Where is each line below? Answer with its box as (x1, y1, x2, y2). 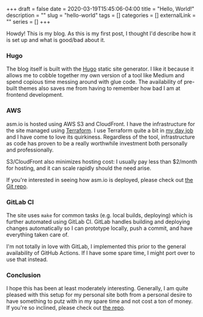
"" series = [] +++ (6, 18, 50, 25)
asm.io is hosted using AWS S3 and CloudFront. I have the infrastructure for (6, 120, 195, 127)
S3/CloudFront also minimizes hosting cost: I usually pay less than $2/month (6, 158, 198, 165)
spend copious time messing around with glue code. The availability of (6, 78, 183, 86)
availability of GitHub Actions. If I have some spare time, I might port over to (6, 249, 195, 256)
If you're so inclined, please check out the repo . (6, 304, 125, 312)
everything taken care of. (6, 231, 69, 238)
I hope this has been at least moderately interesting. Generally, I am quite (6, 285, 188, 292)
